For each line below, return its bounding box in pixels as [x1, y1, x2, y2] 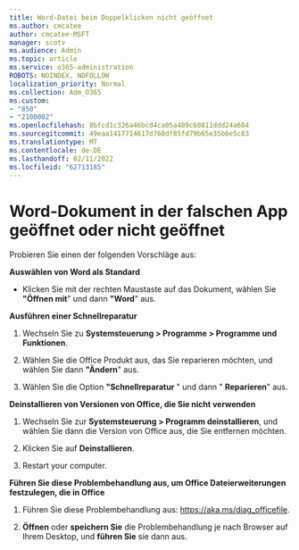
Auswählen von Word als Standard [9, 267, 140, 278]
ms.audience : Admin [9, 46, 82, 55]
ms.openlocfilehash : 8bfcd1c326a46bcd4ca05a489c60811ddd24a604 [9, 121, 250, 130]
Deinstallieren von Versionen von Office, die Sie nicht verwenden [9, 399, 256, 410]
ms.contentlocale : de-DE [9, 146, 102, 154]
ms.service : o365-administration [9, 63, 134, 72]
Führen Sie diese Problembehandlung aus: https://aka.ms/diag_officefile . [21, 504, 290, 515]
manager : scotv [9, 37, 66, 47]
